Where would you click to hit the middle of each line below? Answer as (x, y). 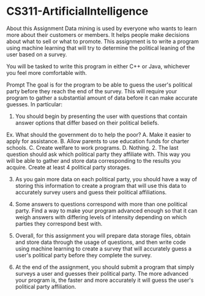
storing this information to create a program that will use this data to (101, 185)
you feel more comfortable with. (47, 72)
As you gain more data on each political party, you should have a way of (106, 179)
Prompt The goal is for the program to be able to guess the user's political (99, 85)
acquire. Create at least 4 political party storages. (69, 167)
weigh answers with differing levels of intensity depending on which (101, 217)
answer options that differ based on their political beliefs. (87, 123)
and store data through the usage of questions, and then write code (100, 242)
